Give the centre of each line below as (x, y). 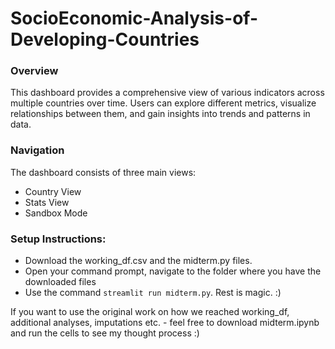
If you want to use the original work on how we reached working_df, (150, 312)
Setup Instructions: (58, 239)
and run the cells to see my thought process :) (105, 333)
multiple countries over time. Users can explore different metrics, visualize (163, 103)
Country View (53, 191)
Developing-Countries (105, 39)
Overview (34, 71)
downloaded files (60, 282)
